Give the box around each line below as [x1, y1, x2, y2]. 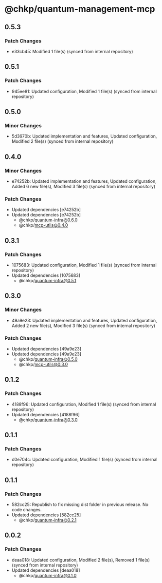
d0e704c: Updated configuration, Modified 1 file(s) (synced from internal [11, 457, 158, 463]
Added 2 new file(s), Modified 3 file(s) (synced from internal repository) [11, 323, 156, 329]
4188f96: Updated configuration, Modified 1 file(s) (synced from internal [11, 401, 156, 407]
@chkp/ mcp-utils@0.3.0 [18, 361, 68, 367]
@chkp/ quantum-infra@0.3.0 [18, 417, 78, 423]
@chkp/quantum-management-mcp [4, 3, 155, 15]
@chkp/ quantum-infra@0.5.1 [18, 277, 76, 283]
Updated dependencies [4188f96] [11, 411, 80, 417]
